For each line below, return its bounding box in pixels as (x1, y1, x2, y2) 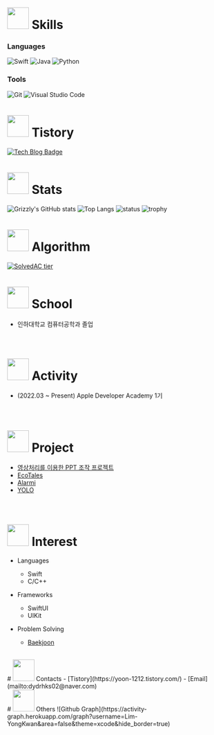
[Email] (187, 675, 208, 683)
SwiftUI (27, 604, 48, 612)
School (31, 296, 72, 312)
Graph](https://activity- (81, 705, 147, 714)
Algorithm (31, 239, 91, 254)
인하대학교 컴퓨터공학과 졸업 (17, 319, 94, 328)
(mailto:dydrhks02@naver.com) (7, 682, 97, 691)
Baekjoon (27, 638, 55, 647)
